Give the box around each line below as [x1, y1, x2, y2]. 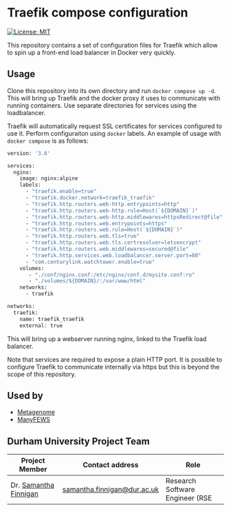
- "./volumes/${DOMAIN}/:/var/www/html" [28, 278, 146, 285]
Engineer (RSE [165, 493, 212, 503]
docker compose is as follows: [7, 136, 89, 145]
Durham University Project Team [7, 436, 150, 447]
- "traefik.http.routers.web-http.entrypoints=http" [25, 201, 180, 207]
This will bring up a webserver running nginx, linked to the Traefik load [7, 334, 207, 342]
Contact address [82, 460, 139, 470]
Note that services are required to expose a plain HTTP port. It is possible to [7, 355, 223, 363]
